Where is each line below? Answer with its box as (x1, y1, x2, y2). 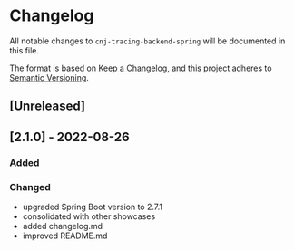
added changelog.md (22, 220, 103, 231)
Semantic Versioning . (9, 72, 89, 82)
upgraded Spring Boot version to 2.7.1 (22, 201, 163, 212)
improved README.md (22, 230, 108, 241)
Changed (9, 180, 52, 193)
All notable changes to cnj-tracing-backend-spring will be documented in (9, 35, 286, 46)
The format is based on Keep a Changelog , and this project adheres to (9, 62, 272, 73)
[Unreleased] (9, 99, 86, 114)
